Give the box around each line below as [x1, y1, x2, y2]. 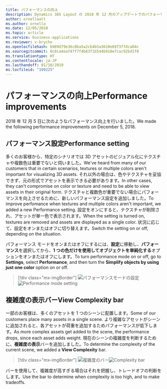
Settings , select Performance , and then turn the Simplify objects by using [5, 259, 159, 265]
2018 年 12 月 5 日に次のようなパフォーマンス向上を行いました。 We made [5, 118, 157, 124]
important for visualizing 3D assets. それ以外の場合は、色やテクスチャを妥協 [5, 171, 162, 177]
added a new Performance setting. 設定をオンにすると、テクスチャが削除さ [5, 207, 160, 213]
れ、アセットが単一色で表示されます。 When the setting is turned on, [5, 213, 145, 219]
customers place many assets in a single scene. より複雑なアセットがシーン [5, 316, 161, 322]
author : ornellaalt [5, 16, 46, 21]
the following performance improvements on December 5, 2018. [5, 124, 136, 130]
